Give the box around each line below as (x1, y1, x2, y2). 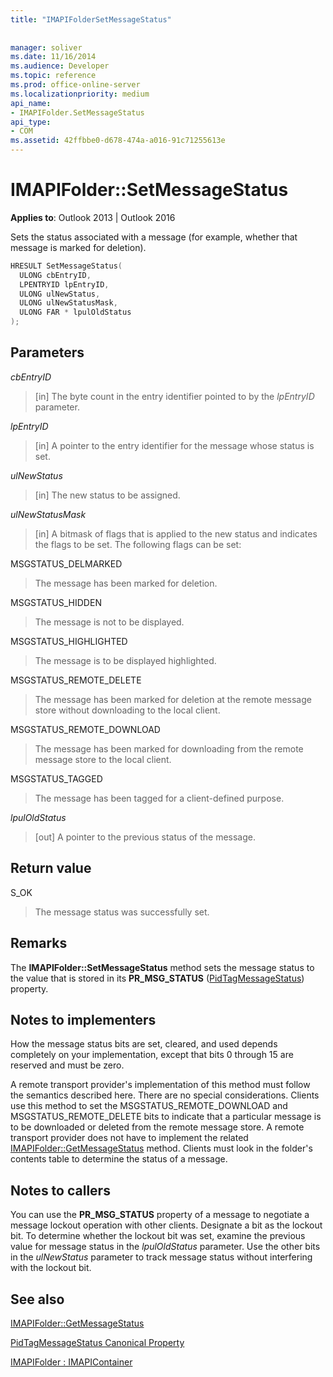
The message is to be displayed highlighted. (34, 654, 217, 666)
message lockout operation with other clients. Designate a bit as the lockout (10, 1219, 323, 1231)
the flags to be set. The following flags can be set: (34, 538, 242, 550)
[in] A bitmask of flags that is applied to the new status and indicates (34, 527, 318, 540)
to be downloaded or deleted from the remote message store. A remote (10, 1121, 305, 1133)
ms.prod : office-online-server (10, 80, 141, 90)
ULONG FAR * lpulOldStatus (19, 307, 132, 318)
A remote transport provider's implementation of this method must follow (10, 1079, 311, 1091)
